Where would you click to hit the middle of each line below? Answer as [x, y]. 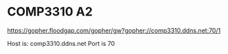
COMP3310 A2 [50, 12]
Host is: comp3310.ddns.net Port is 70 [61, 43]
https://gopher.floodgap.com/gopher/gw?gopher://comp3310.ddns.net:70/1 [114, 30]
